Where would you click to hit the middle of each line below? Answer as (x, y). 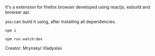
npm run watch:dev (24, 39)
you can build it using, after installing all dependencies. (61, 22)
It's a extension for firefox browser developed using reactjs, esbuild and (78, 7)
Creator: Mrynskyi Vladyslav (34, 48)
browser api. (18, 12)
